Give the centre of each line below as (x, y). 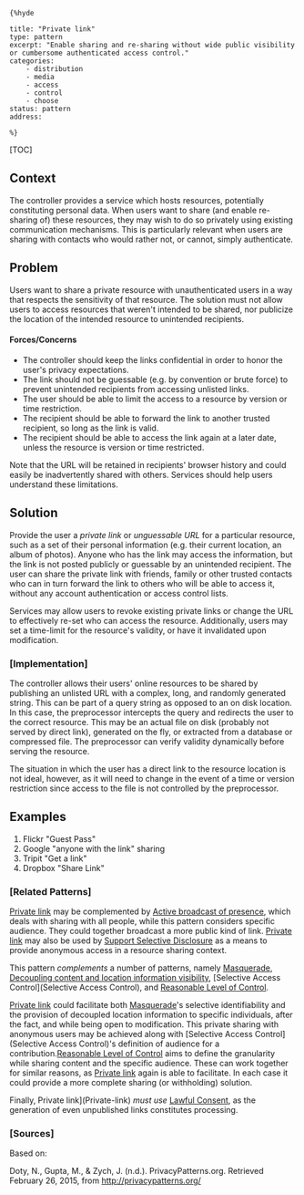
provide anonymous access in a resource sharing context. (118, 951)
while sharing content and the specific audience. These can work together (149, 1064)
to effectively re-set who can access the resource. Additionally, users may (149, 620)
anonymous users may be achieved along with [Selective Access (131, 1034)
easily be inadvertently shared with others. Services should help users (141, 474)
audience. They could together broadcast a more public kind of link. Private (151, 931)
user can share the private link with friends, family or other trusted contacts (151, 574)
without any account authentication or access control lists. (119, 593)
